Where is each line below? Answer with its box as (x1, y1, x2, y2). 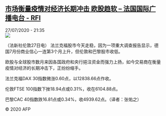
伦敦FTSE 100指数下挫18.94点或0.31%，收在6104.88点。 (5, 86, 121, 92)
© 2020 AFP (5, 106, 31, 112)
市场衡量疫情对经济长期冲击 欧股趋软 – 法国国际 (5, 4, 150, 13)
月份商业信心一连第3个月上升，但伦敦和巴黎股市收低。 (11, 48, 123, 54)
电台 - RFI (11, 14, 41, 22)
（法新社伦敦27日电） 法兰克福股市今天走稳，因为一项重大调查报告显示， (5, 42, 155, 48)
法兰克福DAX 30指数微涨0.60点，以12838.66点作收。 (5, 75, 114, 81)
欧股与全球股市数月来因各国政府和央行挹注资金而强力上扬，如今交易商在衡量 (5, 58, 161, 65)
